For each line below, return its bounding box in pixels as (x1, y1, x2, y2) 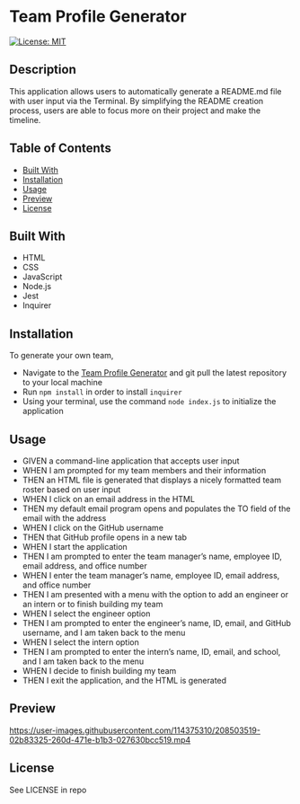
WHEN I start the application (22, 542, 128, 552)
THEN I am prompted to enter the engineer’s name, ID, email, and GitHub (22, 618, 292, 628)
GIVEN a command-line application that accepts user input (22, 455, 240, 466)
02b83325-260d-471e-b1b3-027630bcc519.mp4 (9, 734, 191, 745)
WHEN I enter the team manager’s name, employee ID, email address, (22, 570, 280, 580)
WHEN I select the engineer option (22, 608, 151, 619)
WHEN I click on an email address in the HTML (22, 494, 196, 504)
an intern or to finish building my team (22, 599, 163, 609)
